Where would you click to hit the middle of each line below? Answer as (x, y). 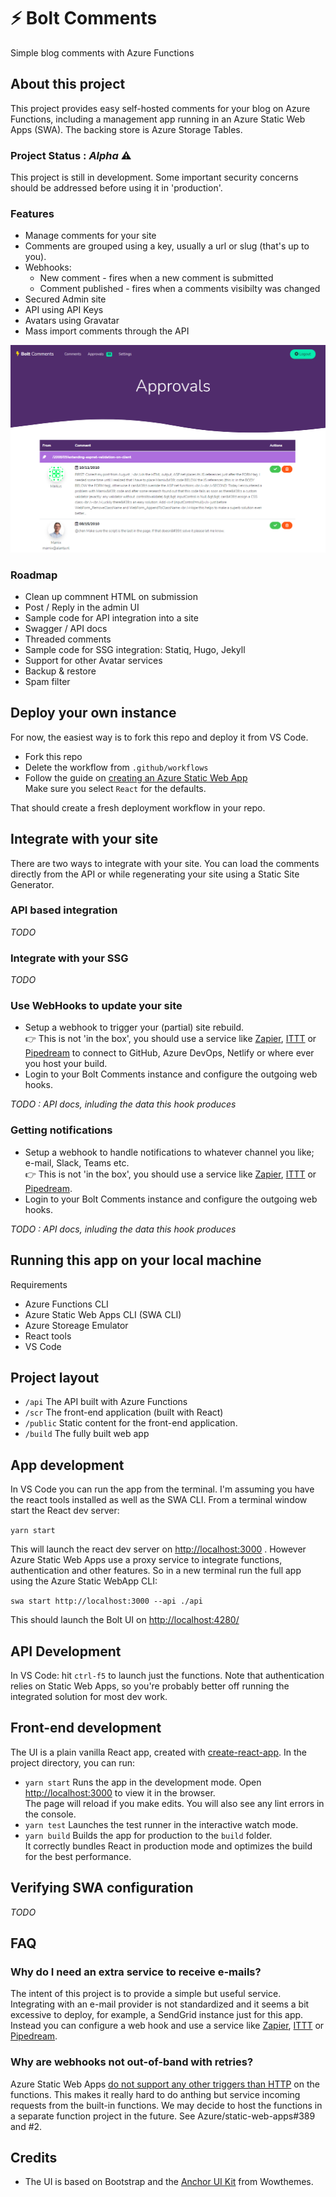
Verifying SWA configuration (102, 1888)
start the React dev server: (65, 1511)
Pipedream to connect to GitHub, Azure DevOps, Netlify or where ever (169, 1053)
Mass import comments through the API (107, 331)
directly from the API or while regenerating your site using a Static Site (155, 874)
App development (67, 1465)
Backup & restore (60, 671)
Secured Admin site (65, 299)
